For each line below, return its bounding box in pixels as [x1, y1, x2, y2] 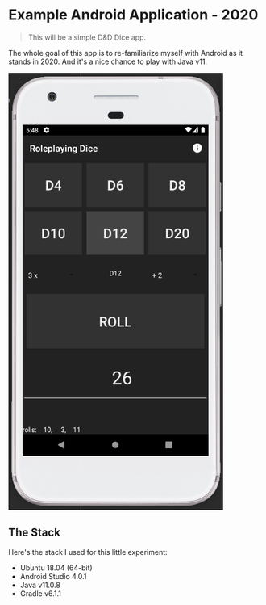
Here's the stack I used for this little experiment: [8, 547, 168, 557]
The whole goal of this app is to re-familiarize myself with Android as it [8, 48, 243, 57]
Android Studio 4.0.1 [19, 571, 87, 581]
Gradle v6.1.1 [19, 588, 62, 599]
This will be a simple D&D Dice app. [27, 32, 147, 42]
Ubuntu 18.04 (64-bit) [19, 563, 93, 573]
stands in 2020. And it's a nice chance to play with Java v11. [8, 57, 208, 66]
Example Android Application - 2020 [8, 6, 259, 24]
